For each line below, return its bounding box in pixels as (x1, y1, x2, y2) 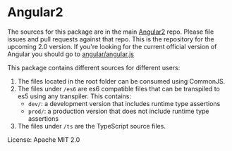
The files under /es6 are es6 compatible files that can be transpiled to (17, 84, 220, 93)
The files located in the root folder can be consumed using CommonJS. (17, 77, 226, 85)
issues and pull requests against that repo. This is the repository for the (7, 34, 214, 43)
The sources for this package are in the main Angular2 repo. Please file (7, 27, 214, 36)
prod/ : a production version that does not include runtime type (28, 107, 209, 115)
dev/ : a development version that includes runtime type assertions (28, 99, 221, 107)
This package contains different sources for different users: (7, 63, 181, 72)
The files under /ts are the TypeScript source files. (17, 122, 166, 130)
